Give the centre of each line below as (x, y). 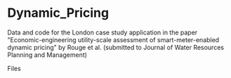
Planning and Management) (47, 55)
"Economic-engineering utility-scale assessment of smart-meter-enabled (113, 39)
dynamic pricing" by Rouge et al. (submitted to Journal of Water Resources (116, 47)
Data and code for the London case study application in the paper (103, 32)
